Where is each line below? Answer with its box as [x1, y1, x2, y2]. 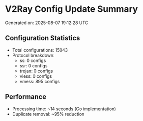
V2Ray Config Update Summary [5, 3, 138, 15]
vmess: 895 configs [19, 78, 60, 84]
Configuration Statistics [5, 34, 80, 42]
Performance [5, 92, 47, 101]
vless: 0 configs [19, 73, 52, 79]
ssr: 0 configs [19, 62, 48, 68]
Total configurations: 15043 [12, 47, 68, 53]
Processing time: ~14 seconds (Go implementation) [12, 106, 116, 112]
